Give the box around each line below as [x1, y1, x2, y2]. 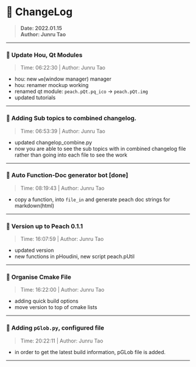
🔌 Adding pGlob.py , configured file [6, 324, 104, 332]
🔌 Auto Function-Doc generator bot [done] [6, 171, 128, 179]
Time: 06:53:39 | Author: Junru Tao [20, 127, 106, 134]
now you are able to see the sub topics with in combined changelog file [14, 145, 186, 152]
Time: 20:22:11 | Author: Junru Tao [20, 337, 103, 344]
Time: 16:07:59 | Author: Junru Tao [20, 236, 104, 243]
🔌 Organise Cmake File [6, 273, 72, 281]
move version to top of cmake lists [14, 304, 97, 311]
